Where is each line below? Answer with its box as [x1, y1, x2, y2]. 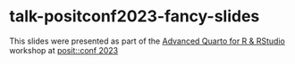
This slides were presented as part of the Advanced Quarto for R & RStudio [9, 36, 286, 46]
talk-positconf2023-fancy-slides [9, 6, 260, 27]
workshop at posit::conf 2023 [9, 44, 119, 55]
